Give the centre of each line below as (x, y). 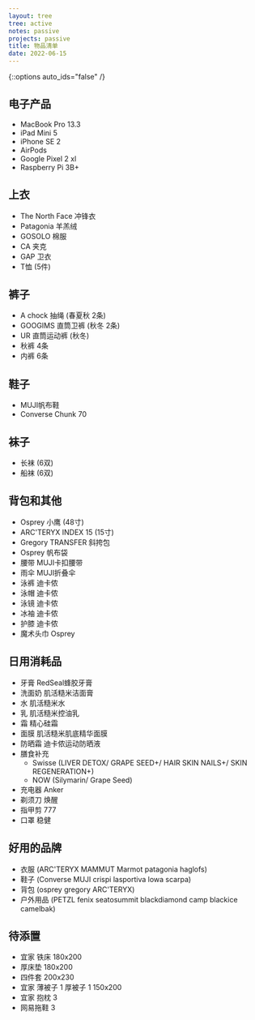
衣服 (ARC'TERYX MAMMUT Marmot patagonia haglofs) (114, 869)
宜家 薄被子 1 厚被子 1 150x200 (71, 988)
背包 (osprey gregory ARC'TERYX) (77, 889)
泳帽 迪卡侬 (39, 593)
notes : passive (34, 31)
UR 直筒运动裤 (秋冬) (55, 336)
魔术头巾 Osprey (47, 633)
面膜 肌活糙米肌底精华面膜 (64, 733)
